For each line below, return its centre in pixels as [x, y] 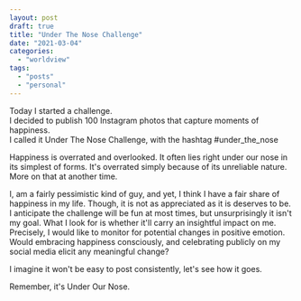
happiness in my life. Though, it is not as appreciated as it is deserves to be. [150, 203]
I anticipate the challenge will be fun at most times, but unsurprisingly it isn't [150, 212]
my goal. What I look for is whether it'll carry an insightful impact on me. [143, 222]
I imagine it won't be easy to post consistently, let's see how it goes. [136, 268]
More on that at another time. [64, 176]
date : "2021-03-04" [46, 43]
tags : [19, 69]
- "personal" [42, 85]
